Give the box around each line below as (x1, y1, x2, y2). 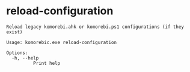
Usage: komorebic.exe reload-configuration (6, 39, 117, 45)
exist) (6, 29, 23, 35)
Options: (6, 49, 28, 56)
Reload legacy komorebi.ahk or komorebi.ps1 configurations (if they (6, 24, 185, 30)
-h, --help (11, 55, 39, 61)
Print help (32, 60, 61, 66)
